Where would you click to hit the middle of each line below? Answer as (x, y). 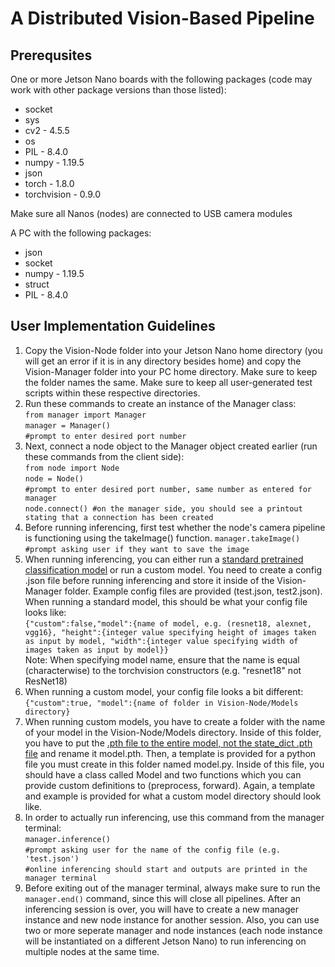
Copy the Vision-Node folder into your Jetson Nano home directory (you (173, 350)
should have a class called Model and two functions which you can (163, 774)
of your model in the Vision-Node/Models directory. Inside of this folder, (173, 732)
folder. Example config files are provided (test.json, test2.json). (193, 591)
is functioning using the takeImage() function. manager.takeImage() (162, 538)
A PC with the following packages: (81, 233)
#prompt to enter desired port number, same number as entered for (168, 489)
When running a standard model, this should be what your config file (166, 601)
